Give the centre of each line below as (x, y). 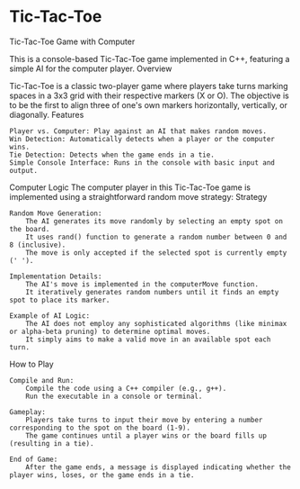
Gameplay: (28, 412)
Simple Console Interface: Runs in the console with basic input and (142, 163)
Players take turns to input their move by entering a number (144, 420)
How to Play (31, 364)
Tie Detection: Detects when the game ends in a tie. (112, 155)
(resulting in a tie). (52, 443)
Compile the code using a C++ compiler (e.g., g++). (126, 388)
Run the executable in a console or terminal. (114, 396)
